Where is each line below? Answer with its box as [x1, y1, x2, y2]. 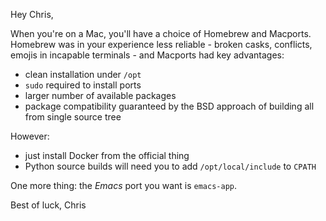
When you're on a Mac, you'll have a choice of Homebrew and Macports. [10, 28, 312, 39]
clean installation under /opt [24, 69, 142, 80]
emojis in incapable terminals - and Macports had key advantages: [10, 49, 285, 61]
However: [10, 130, 50, 142]
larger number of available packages [24, 90, 177, 101]
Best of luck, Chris [10, 199, 87, 211]
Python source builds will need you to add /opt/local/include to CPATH [24, 160, 317, 172]
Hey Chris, [10, 9, 54, 20]
